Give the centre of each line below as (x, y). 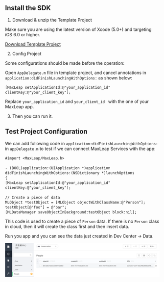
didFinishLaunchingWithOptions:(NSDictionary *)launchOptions (70, 173)
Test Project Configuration (46, 132)
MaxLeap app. (20, 106)
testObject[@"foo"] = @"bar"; (36, 207)
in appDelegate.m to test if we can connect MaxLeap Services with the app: (80, 149)
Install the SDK (28, 8)
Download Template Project (33, 44)
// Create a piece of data (33, 197)
